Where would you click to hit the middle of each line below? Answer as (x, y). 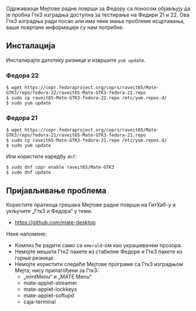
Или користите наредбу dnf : (41, 156)
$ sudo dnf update (29, 173)
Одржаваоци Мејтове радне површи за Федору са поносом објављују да (98, 9)
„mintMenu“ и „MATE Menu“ (58, 277)
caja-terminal (39, 302)
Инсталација (31, 46)
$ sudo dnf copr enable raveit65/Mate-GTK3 (60, 168)
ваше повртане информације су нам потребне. (65, 27)
